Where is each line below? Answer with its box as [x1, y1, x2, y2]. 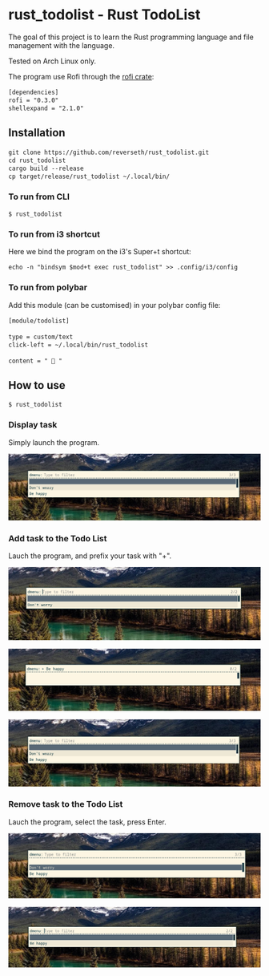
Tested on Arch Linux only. [8, 56, 96, 66]
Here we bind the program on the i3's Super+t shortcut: [8, 247, 192, 257]
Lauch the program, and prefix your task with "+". [8, 551, 172, 561]
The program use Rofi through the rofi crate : [8, 71, 155, 81]
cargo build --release [8, 164, 84, 172]
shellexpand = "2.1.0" [8, 104, 84, 112]
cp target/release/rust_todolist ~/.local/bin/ [8, 172, 171, 180]
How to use [8, 379, 66, 392]
